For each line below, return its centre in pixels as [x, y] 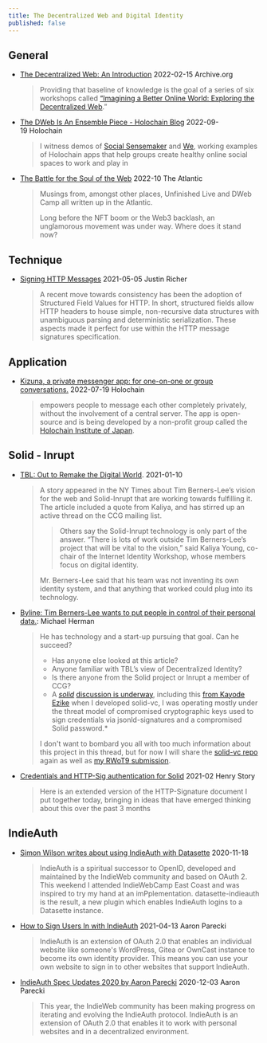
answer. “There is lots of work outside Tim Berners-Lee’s [153, 539]
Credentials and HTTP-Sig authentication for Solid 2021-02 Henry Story [137, 776]
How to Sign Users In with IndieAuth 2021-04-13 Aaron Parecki [123, 926]
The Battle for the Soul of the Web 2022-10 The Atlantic [111, 178]
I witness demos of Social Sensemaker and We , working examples [148, 146]
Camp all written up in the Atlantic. [96, 202]
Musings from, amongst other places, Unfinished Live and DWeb [146, 194]
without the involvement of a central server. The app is [129, 413]
